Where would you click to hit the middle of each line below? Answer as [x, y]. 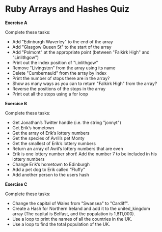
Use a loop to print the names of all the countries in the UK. [72, 219]
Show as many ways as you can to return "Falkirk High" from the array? [84, 83]
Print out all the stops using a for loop [50, 94]
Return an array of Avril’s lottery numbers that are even [68, 148]
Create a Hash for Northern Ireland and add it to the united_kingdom [81, 208]
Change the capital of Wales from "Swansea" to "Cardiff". [70, 203]
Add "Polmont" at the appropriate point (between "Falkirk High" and [81, 52]
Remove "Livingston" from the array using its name [64, 68]
